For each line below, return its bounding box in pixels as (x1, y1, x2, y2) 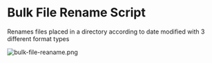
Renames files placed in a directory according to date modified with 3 (7, 27, 205, 36)
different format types (7, 34, 70, 42)
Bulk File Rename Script (7, 5, 146, 21)
